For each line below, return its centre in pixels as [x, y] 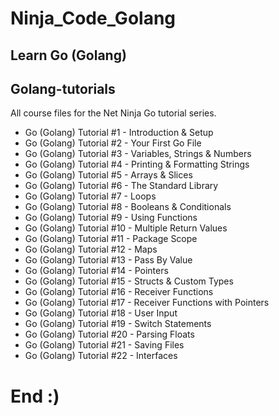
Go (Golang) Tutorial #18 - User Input [101, 313]
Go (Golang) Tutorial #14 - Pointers [96, 271]
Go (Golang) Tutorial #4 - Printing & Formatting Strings [137, 164]
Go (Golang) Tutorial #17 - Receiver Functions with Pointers [147, 303]
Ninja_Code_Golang [93, 18]
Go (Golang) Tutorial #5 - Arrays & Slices [108, 175]
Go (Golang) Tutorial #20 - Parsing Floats [109, 334]
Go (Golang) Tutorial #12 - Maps [91, 249]
